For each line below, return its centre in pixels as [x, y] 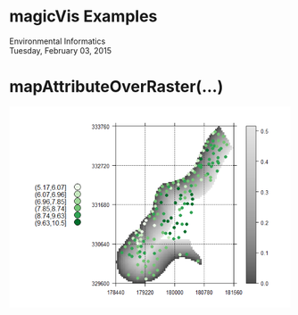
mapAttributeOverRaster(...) [116, 87]
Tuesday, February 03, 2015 [60, 50]
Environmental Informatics [58, 41]
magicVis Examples [83, 17]
